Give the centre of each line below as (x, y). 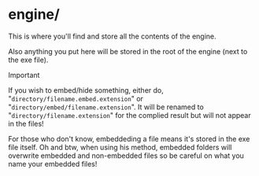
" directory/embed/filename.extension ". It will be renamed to (106, 107)
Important (24, 75)
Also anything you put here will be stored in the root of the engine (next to (128, 51)
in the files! (26, 123)
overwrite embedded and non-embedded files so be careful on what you (126, 156)
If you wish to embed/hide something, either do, (86, 90)
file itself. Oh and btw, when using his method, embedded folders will (120, 147)
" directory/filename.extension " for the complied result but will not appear (129, 115)
